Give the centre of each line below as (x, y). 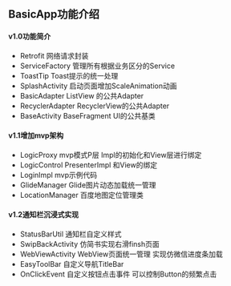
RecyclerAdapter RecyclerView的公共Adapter (95, 106)
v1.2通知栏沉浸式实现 (43, 215)
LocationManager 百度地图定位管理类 (82, 195)
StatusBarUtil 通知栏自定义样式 (71, 234)
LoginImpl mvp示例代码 (59, 175)
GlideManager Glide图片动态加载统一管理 (88, 185)
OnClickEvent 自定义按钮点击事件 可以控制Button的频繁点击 (118, 274)
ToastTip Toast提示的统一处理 (69, 75)
